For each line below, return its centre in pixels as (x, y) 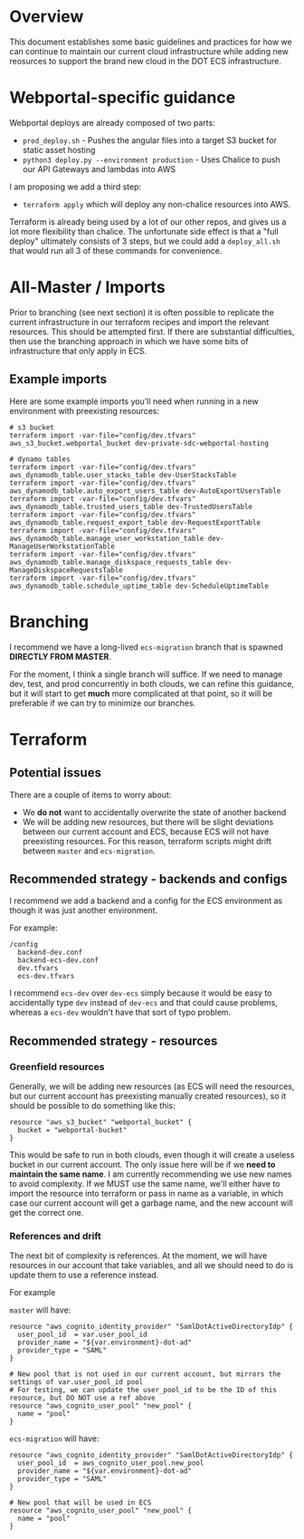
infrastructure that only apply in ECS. (78, 351)
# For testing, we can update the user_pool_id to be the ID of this (143, 1390)
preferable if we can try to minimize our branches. (103, 703)
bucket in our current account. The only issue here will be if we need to (142, 1165)
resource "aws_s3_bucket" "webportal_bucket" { (101, 1122)
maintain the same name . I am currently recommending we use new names (151, 1174)
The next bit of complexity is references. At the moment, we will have (138, 1255)
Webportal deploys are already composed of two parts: (112, 122)
